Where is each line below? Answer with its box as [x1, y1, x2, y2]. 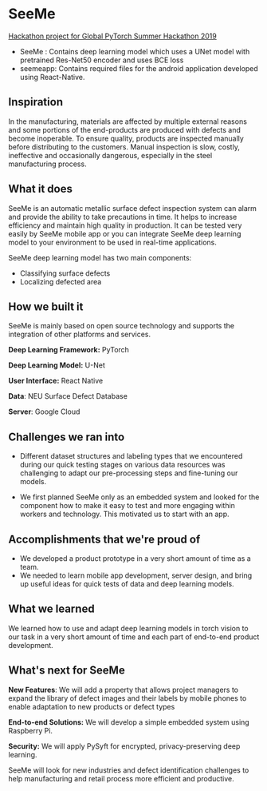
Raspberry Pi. [8, 725, 53, 735]
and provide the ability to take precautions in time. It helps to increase [8, 212, 238, 221]
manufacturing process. [8, 159, 87, 169]
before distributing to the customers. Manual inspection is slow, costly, [8, 141, 241, 152]
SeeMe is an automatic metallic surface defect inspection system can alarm [8, 203, 257, 213]
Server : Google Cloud [8, 407, 80, 416]
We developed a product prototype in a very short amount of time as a [19, 554, 251, 563]
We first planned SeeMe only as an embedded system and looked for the [19, 492, 260, 502]
